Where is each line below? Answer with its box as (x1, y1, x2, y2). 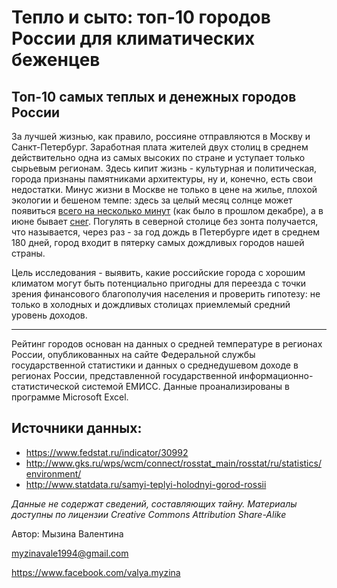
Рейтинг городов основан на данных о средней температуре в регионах (11, 338, 323, 350)
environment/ (25, 467, 82, 480)
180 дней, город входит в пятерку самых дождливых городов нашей (11, 237, 305, 248)
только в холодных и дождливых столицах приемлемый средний (11, 299, 291, 310)
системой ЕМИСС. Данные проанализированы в (81, 381, 290, 392)
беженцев (11, 49, 101, 71)
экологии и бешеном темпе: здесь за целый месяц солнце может (11, 194, 293, 206)
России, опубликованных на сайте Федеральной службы (11, 349, 256, 360)
